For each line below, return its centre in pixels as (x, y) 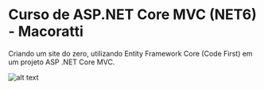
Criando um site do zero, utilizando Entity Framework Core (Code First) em (130, 53)
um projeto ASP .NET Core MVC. (62, 62)
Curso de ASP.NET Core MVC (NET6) (132, 15)
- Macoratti (46, 31)
